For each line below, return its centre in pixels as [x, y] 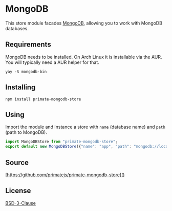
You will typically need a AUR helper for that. [52, 62]
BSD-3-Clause [20, 203]
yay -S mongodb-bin [26, 72]
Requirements [28, 45]
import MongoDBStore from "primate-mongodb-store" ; [61, 142]
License [18, 191]
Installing [20, 87]
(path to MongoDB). [26, 132]
